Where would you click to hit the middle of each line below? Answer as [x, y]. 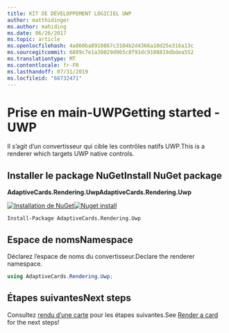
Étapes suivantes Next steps [69, 298]
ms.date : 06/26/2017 [37, 33]
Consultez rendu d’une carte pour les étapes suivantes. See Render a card [113, 315]
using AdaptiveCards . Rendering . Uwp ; [60, 276]
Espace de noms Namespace [70, 240]
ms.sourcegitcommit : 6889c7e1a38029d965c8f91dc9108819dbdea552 [101, 53]
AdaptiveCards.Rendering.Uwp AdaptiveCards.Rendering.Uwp [100, 192]
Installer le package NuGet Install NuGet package [114, 175]
